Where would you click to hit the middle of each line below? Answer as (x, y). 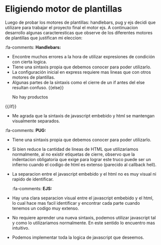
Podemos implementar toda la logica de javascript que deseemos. (78, 237)
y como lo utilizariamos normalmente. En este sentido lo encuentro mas (83, 223)
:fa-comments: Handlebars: (33, 47)
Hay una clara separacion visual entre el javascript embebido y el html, (83, 198)
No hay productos (30, 97)
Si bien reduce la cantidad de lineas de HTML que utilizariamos (75, 149)
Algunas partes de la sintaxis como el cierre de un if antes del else (78, 82)
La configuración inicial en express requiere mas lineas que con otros (81, 72)
